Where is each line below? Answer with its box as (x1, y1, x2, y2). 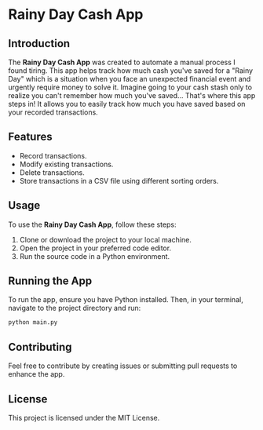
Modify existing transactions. (19, 159, 114, 169)
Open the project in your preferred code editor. (19, 243, 171, 253)
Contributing (8, 340, 72, 354)
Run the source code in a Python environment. (19, 251, 170, 261)
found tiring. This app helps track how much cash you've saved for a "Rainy (8, 66, 254, 75)
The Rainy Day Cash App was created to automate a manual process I (8, 57, 236, 67)
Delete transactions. (19, 167, 85, 177)
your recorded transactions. (8, 107, 98, 117)
